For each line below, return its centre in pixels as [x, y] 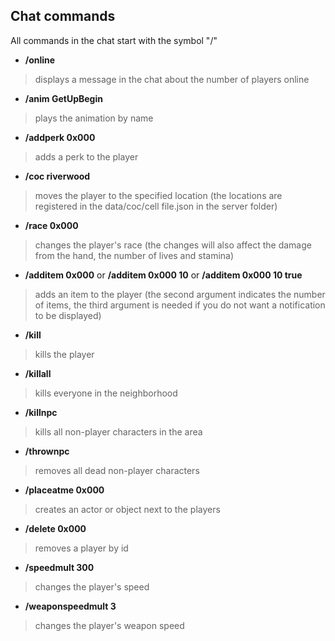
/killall [38, 373]
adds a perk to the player [86, 156]
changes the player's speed [92, 586]
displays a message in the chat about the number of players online [172, 79]
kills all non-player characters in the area [118, 431]
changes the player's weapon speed [109, 625]
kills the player [64, 354]
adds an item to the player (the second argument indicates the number [180, 294]
